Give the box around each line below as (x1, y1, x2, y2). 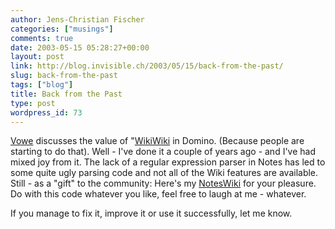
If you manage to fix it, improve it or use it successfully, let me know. (10, 207, 293, 220)
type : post (10, 98, 56, 108)
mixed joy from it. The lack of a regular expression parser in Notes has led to (10, 156, 326, 168)
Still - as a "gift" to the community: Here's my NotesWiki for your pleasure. (10, 177, 317, 190)
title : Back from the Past (10, 89, 123, 99)
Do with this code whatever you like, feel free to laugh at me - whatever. (10, 188, 307, 200)
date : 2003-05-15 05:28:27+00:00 (10, 42, 150, 53)
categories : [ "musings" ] (10, 24, 114, 34)
